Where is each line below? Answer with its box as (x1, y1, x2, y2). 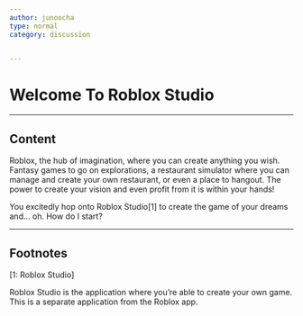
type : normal (9, 22, 59, 31)
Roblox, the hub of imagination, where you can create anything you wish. (9, 155, 280, 167)
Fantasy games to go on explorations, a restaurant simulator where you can (9, 165, 290, 176)
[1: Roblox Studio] (9, 269, 75, 280)
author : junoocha (9, 13, 75, 23)
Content (9, 131, 57, 147)
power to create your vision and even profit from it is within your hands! (9, 184, 275, 194)
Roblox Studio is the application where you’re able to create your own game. (9, 286, 293, 297)
